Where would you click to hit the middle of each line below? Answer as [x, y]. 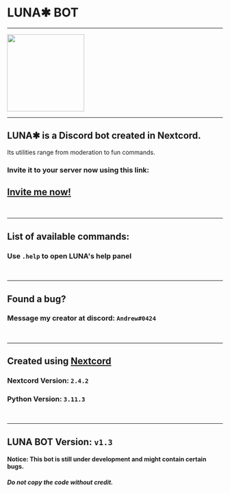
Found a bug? [37, 299]
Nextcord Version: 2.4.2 [48, 381]
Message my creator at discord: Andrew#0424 [81, 318]
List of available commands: [68, 237]
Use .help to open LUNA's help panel [69, 256]
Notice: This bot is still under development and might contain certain [107, 459]
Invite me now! [39, 192]
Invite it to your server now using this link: [78, 170]
